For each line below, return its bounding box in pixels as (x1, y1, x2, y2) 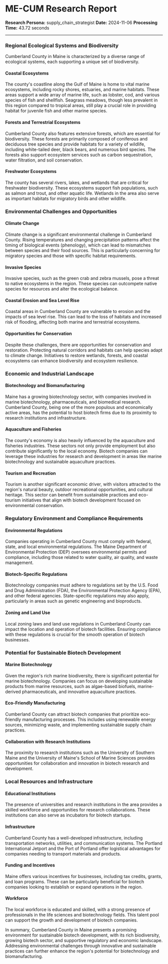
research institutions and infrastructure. (5, 414, 87, 420)
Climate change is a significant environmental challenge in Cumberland (5, 231, 152, 237)
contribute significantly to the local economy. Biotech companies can (5, 448, 147, 454)
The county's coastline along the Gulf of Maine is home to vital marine (5, 81, 150, 87)
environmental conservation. (5, 502, 64, 508)
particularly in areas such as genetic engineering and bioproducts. (5, 598, 142, 604)
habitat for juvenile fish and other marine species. (5, 108, 107, 114)
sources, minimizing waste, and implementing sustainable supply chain (5, 721, 151, 727)
